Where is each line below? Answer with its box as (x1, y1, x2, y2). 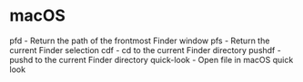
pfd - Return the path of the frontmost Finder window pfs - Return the (9, 35, 270, 46)
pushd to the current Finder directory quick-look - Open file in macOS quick (9, 54, 294, 65)
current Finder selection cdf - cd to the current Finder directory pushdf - (9, 44, 282, 55)
